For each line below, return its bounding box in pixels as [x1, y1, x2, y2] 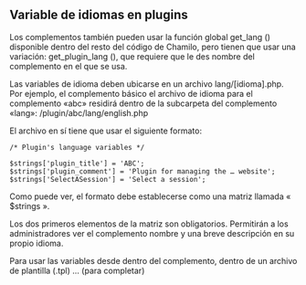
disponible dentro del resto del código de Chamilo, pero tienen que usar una [9, 41, 297, 52]
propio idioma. [9, 237, 64, 248]
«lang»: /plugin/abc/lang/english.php [9, 107, 149, 118]
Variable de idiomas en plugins [9, 7, 189, 23]
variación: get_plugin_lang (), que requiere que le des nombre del [9, 50, 256, 62]
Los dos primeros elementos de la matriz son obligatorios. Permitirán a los [9, 218, 290, 229]
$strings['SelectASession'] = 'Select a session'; [9, 174, 206, 184]
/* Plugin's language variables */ [9, 142, 145, 152]
